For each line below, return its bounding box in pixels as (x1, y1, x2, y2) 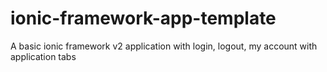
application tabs (10, 50, 77, 62)
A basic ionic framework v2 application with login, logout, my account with (10, 40, 318, 52)
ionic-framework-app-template (10, 7, 277, 30)
